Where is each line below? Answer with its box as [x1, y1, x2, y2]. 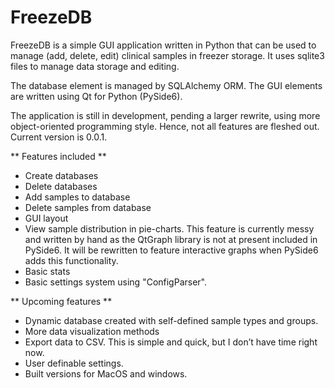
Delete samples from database [24, 201, 152, 213]
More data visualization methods [24, 325, 160, 337]
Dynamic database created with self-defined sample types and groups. [24, 314, 319, 326]
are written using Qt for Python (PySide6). [10, 90, 183, 102]
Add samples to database [24, 191, 131, 203]
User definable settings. [24, 357, 124, 369]
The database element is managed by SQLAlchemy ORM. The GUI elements [10, 79, 323, 91]
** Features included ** [10, 150, 107, 162]
